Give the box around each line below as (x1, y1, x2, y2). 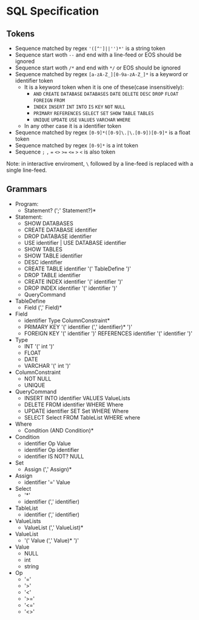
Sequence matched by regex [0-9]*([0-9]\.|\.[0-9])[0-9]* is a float (15, 129, 191, 136)
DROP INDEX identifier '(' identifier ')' (24, 284, 118, 292)
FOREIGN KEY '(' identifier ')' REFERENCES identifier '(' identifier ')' (24, 329, 193, 337)
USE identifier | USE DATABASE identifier (24, 239, 127, 246)
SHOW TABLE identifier (24, 252, 83, 259)
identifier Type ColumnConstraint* (24, 317, 110, 324)
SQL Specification (6, 4, 99, 18)
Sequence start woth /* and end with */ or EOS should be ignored (15, 64, 181, 71)
